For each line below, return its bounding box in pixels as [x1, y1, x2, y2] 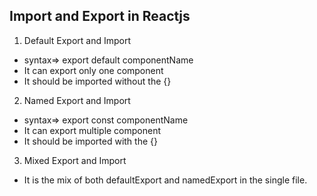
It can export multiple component [23, 124, 162, 136]
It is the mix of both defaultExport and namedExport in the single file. [23, 174, 308, 186]
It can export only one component [23, 64, 164, 76]
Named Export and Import [23, 94, 131, 106]
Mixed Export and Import [23, 154, 127, 166]
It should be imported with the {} [23, 135, 158, 147]
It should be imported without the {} [23, 75, 172, 87]
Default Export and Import [23, 34, 132, 46]
